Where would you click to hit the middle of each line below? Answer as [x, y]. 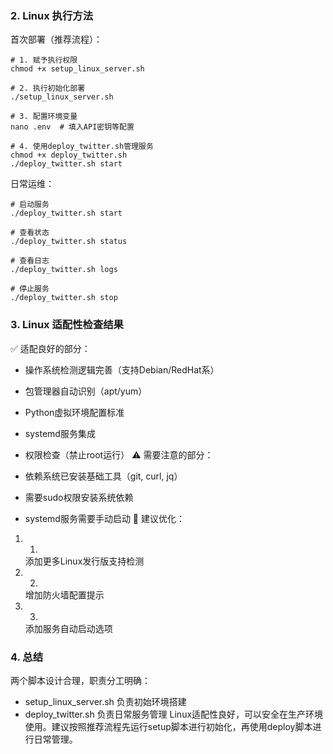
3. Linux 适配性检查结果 [67, 325]
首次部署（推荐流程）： [56, 39]
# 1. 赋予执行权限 [44, 60]
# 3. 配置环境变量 [44, 117]
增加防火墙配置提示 [64, 594]
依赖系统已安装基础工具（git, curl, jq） [103, 476]
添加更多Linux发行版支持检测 [84, 561]
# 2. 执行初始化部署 [48, 88]
